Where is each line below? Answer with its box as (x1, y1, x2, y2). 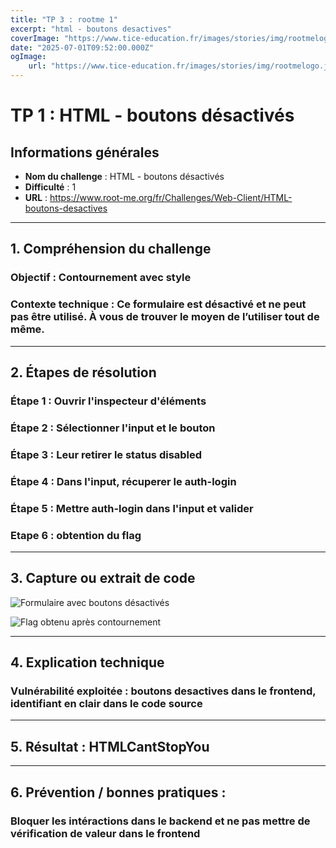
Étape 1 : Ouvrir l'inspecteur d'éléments (10, 394, 207, 408)
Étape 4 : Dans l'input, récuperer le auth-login (10, 474, 237, 488)
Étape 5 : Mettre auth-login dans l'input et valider (10, 501, 254, 515)
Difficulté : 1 (24, 181, 77, 193)
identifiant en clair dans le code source (10, 697, 203, 711)
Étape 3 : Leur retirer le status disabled (10, 447, 203, 461)
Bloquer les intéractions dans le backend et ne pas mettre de (10, 814, 311, 828)
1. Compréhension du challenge (10, 241, 212, 258)
